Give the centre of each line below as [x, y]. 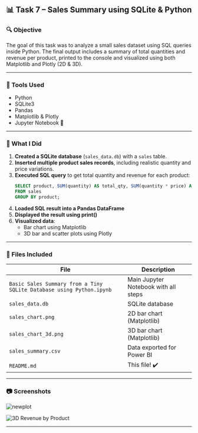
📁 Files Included [29, 254]
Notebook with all [152, 287]
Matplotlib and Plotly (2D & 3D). [44, 64]
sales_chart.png [32, 317]
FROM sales [28, 192]
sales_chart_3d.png [36, 334]
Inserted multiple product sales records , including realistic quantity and [103, 163]
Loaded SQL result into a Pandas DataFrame [70, 208]
